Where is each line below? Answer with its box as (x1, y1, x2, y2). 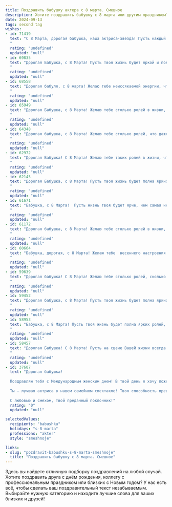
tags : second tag (5, 22, 42, 27)
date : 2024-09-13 (5, 17, 42, 22)
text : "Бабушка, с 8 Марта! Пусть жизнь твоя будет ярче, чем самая (10, 203, 161, 208)
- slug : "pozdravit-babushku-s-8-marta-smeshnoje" (5, 450, 116, 455)
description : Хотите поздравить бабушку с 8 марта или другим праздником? (5, 12, 168, 17)
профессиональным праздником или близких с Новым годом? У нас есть (5, 479, 167, 485)
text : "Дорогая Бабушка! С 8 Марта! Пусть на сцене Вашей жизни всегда (10, 346, 166, 351)
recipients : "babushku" (10, 421, 60, 427)
